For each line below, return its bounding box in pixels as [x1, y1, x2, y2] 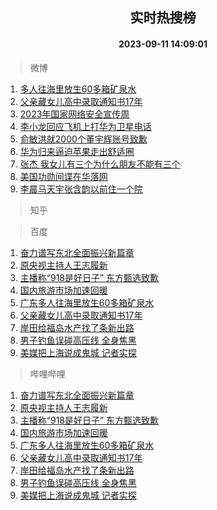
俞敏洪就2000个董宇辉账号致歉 [19, 133, 148, 145]
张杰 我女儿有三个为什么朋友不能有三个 [19, 158, 181, 170]
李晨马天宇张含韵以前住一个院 [19, 183, 143, 195]
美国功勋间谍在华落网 [19, 170, 108, 182]
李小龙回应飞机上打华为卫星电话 [19, 120, 152, 132]
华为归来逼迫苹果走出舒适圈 [19, 145, 135, 157]
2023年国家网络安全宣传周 [19, 108, 130, 120]
